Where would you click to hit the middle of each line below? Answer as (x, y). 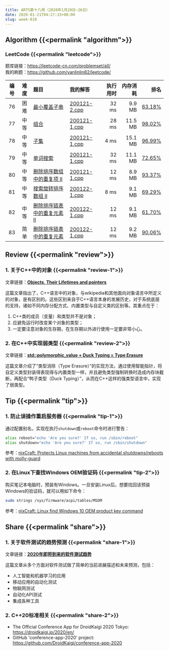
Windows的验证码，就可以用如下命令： (46, 491)
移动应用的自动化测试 (34, 582)
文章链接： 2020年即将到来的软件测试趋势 (49, 554)
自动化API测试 (27, 595)
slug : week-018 (21, 19)
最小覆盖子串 (48, 107)
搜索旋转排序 (48, 189)
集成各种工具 (26, 601)
